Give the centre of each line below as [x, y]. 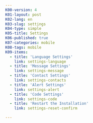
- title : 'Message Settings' [40, 66]
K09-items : [17, 52]
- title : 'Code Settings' [37, 94]
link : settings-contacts [40, 80]
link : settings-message [39, 71]
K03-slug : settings [26, 24]
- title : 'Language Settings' [41, 57]
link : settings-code [36, 99]
